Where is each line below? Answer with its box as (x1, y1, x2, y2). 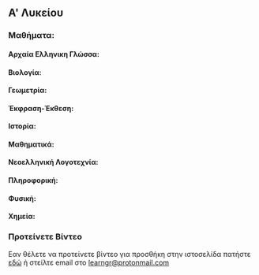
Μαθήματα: (8, 30, 55, 41)
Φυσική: (8, 193, 37, 203)
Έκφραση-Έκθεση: (8, 103, 74, 113)
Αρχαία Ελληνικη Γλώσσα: (8, 49, 100, 58)
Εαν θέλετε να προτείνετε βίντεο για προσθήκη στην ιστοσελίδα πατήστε (8, 249, 251, 258)
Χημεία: (8, 212, 36, 221)
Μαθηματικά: (8, 139, 54, 149)
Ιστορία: (8, 121, 37, 131)
